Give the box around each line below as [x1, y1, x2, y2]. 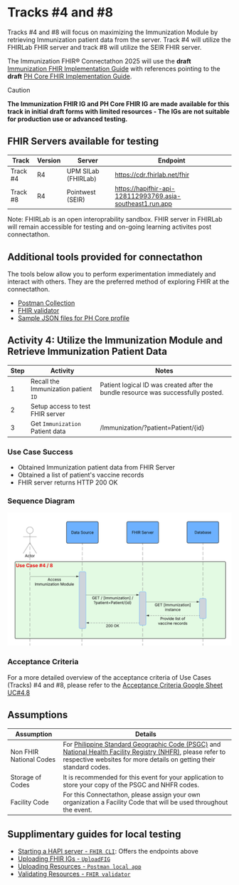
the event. [63, 805, 92, 814]
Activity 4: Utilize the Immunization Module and [7, 334, 223, 346]
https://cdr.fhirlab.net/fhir [115, 170, 190, 179]
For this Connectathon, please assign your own [63, 790, 201, 799]
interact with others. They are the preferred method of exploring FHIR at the [7, 277, 230, 286]
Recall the [31, 377, 60, 385]
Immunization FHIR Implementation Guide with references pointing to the [7, 64, 221, 73]
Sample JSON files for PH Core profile [17, 314, 130, 323]
